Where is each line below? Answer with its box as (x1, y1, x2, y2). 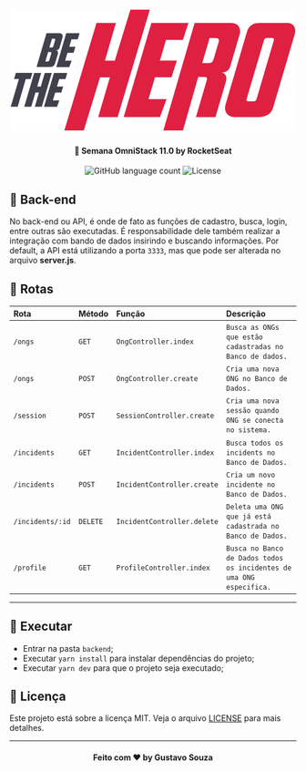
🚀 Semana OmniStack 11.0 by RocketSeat (74, 145, 232, 156)
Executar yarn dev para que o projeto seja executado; (22, 662, 225, 674)
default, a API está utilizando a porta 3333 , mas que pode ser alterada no (9, 245, 281, 256)
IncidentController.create (116, 479, 219, 489)
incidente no (226, 479, 276, 489)
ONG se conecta (226, 416, 284, 426)
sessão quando (226, 407, 280, 416)
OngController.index (116, 337, 194, 346)
